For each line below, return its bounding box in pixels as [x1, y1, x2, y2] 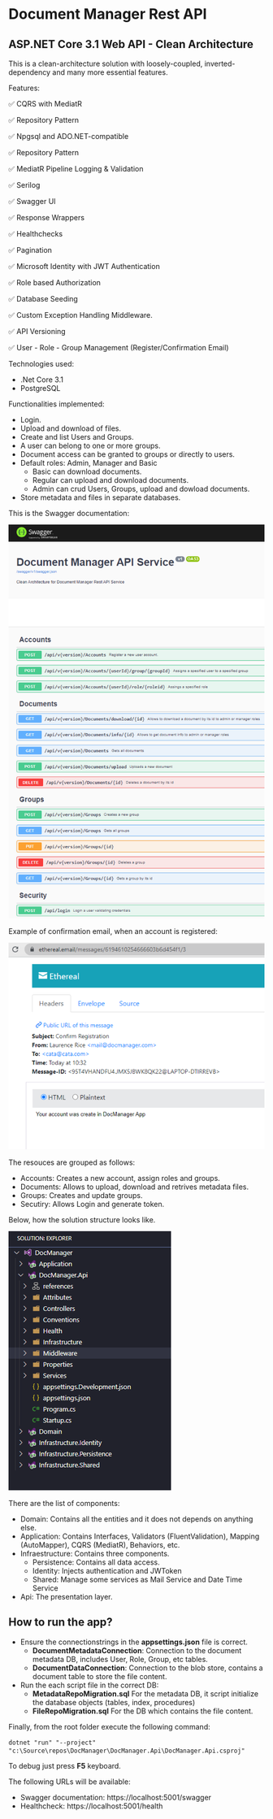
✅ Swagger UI [8, 197, 56, 206]
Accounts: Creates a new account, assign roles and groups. [19, 1173, 221, 1183]
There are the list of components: [8, 1498, 120, 1508]
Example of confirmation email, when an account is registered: [8, 926, 218, 936]
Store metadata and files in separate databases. [19, 493, 181, 502]
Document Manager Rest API [8, 5, 207, 24]
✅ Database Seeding [8, 294, 79, 303]
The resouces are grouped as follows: [8, 1157, 136, 1167]
